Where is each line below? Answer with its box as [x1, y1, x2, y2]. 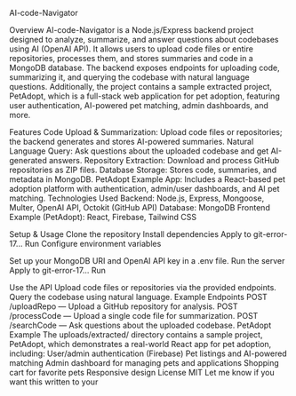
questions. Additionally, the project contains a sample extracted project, [9, 82, 273, 91]
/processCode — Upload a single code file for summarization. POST [9, 311, 259, 321]
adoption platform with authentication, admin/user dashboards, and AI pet [9, 184, 280, 194]
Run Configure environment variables [24, 239, 162, 249]
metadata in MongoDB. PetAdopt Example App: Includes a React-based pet [9, 174, 286, 185]
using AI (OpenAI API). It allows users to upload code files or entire [9, 44, 253, 54]
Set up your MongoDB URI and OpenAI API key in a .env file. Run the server [9, 256, 285, 265]
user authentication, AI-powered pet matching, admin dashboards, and [9, 100, 269, 110]
